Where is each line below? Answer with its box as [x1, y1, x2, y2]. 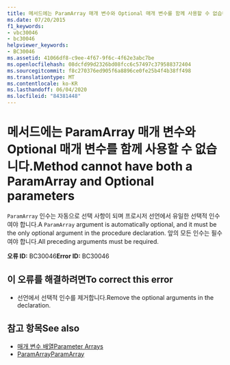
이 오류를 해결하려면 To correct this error [7, 274, 173, 286]
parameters [7, 188, 75, 204]
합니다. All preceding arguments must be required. [19, 237, 159, 245]
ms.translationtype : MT [7, 73, 75, 81]
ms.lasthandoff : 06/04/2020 [7, 86, 88, 93]
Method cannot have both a [33, 159, 193, 175]
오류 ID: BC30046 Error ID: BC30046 [7, 251, 110, 260]
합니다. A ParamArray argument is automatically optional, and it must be [19, 220, 217, 228]
